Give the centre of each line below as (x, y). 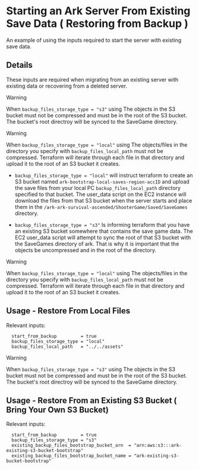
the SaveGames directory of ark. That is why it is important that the (97, 244)
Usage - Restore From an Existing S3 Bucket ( (91, 400)
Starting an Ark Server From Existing (98, 11)
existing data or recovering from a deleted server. (67, 86)
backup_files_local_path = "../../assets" (67, 347)
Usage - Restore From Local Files (68, 311)
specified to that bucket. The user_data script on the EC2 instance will (100, 194)
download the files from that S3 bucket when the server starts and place (103, 200)
